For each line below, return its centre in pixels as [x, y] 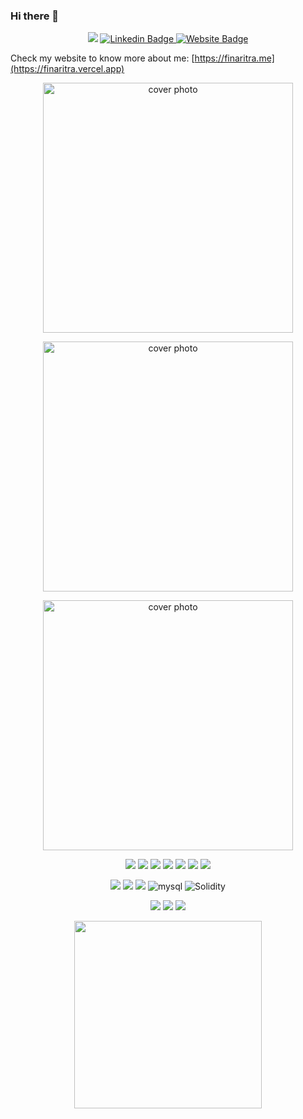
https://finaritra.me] [234, 58]
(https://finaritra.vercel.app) [67, 69]
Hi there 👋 [35, 16]
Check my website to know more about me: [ [102, 58]
